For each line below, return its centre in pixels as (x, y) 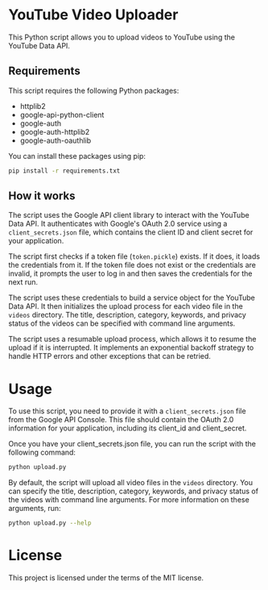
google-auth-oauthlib (56, 140)
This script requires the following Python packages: (94, 90)
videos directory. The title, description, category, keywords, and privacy (128, 315)
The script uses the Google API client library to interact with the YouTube (129, 215)
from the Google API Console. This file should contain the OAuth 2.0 (121, 420)
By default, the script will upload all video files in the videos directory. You (131, 483)
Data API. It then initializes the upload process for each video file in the (126, 306)
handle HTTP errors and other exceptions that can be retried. (110, 356)
